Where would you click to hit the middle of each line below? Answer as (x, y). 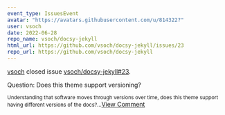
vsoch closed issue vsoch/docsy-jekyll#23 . (69, 71)
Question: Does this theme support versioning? (74, 85)
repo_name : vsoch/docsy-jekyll (52, 39)
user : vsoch (24, 26)
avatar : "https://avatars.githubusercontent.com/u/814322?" (96, 20)
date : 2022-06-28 (32, 33)
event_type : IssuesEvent (43, 13)
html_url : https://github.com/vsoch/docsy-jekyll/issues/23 (96, 45)
